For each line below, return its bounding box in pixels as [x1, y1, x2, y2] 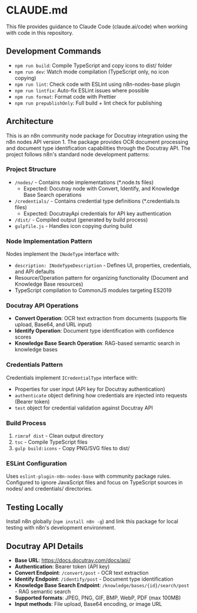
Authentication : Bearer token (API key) [14, 562, 110, 570]
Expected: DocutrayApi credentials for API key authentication [23, 210, 172, 217]
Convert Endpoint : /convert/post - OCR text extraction [14, 569, 149, 576]
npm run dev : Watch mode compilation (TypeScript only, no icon [14, 68, 169, 75]
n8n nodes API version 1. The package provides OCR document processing [6, 138, 189, 145]
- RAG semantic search [14, 588, 71, 595]
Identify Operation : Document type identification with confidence [14, 327, 175, 334]
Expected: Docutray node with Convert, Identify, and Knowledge [23, 185, 180, 192]
